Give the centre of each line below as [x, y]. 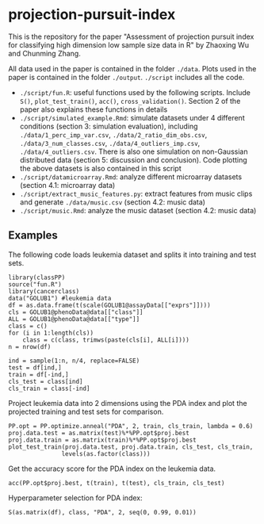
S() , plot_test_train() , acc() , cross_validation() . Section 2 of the [130, 101]
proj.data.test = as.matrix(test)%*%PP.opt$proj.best [99, 433]
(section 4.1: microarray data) [67, 185]
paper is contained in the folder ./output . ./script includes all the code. [126, 77]
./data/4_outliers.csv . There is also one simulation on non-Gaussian [134, 151]
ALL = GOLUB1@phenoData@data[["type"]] [74, 319]
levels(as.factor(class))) [106, 453]
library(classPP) [37, 277]
